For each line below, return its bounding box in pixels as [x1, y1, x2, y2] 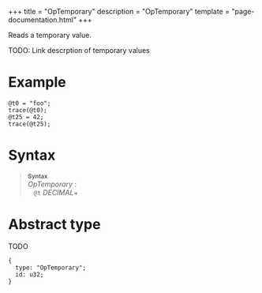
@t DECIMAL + [33, 187, 79, 197]
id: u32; [15, 270, 44, 279]
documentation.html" [8, 15, 77, 24]
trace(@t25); [8, 120, 51, 128]
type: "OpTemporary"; [15, 264, 87, 272]
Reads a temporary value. [8, 31, 92, 39]
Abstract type [8, 216, 101, 234]
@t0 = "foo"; [8, 99, 51, 107]
